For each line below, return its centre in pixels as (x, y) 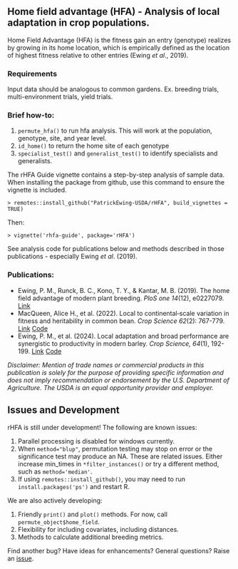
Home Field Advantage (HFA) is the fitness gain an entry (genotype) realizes (119, 40)
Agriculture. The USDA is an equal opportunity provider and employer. (110, 387)
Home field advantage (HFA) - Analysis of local (114, 12)
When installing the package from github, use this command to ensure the (116, 183)
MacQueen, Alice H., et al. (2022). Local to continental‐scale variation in (123, 313)
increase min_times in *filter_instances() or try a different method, (118, 463)
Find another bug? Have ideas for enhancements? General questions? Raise (119, 550)
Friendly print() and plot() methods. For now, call (92, 514)
